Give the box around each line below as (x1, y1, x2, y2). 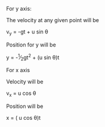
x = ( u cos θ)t (6, 114, 41, 122)
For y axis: (6, 5, 32, 12)
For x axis (6, 67, 30, 74)
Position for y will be (6, 41, 57, 48)
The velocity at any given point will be (6, 17, 100, 23)
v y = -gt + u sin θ (6, 28, 49, 36)
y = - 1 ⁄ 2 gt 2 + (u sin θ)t (6, 52, 60, 62)
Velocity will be (6, 78, 44, 85)
